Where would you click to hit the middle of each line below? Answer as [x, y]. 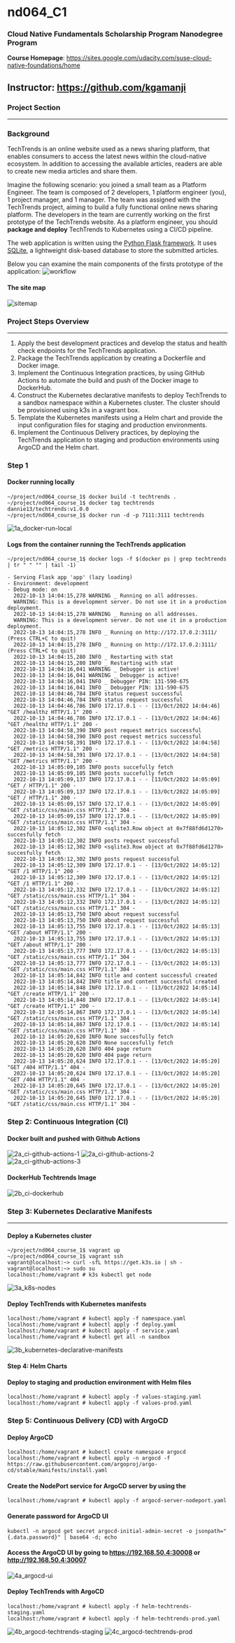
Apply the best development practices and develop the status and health [122, 343]
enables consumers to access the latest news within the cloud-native [107, 156]
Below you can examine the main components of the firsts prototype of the [115, 264]
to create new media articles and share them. [72, 172]
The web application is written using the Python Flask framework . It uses [112, 243]
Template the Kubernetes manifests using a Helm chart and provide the [120, 417]
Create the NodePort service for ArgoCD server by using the [97, 1485]
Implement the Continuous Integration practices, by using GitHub [111, 372]
